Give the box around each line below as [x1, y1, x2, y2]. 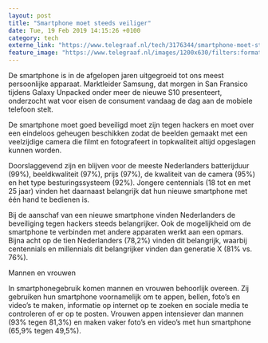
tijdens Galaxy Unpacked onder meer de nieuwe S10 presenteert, [8, 88, 223, 97]
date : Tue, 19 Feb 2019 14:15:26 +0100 [8, 26, 141, 34]
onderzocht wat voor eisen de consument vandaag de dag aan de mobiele [8, 97, 253, 105]
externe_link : [8, 41, 56, 49]
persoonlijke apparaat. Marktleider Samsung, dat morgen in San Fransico [8, 79, 249, 89]
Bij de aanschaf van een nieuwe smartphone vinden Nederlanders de [8, 211, 236, 219]
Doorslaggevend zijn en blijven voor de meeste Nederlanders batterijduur [8, 161, 250, 170]
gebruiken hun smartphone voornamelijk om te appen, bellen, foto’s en [8, 292, 241, 302]
